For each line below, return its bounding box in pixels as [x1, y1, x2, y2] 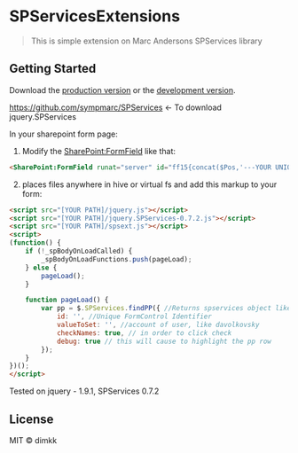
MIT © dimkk [9, 434, 58, 445]
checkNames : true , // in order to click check [56, 328, 232, 338]
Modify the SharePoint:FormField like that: [21, 145, 176, 156]
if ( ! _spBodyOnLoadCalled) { [25, 246, 133, 255]
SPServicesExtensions [9, 6, 180, 27]
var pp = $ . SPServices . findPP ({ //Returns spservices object [41, 304, 272, 313]
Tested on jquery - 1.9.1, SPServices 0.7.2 [9, 386, 160, 396]
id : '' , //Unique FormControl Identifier [56, 312, 213, 321]
